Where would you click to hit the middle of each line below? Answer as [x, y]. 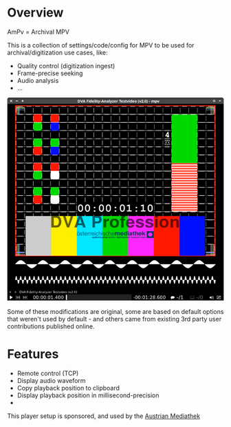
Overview [35, 13]
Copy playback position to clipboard [68, 388]
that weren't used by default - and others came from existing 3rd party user [114, 319]
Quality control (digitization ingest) [66, 66]
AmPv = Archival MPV [38, 32]
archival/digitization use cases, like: [57, 52]
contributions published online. [51, 326]
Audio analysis [38, 80]
